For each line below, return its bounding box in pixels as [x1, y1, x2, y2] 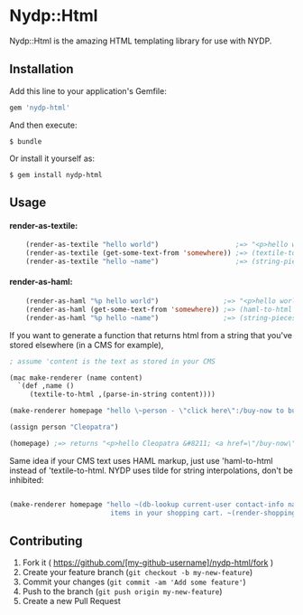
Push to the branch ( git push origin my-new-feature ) [22, 586, 223, 597]
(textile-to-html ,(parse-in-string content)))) [29, 390, 216, 399]
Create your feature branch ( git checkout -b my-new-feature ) [22, 567, 253, 578]
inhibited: [9, 474, 44, 485]
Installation [9, 61, 74, 77]
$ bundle [9, 137, 42, 146]
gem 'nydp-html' [9, 103, 70, 112]
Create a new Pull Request [22, 596, 122, 607]
